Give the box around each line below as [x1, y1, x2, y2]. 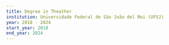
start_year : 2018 [6, 25, 49, 31]
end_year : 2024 [6, 30, 43, 36]
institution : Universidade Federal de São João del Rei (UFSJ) [6, 14, 164, 20]
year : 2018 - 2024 [6, 19, 51, 25]
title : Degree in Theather [6, 8, 72, 15]
